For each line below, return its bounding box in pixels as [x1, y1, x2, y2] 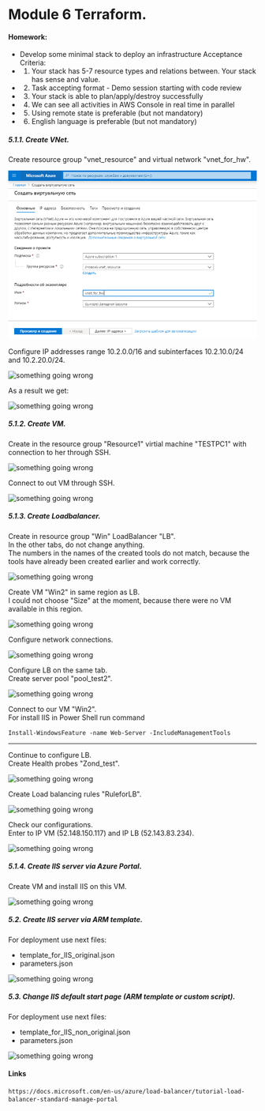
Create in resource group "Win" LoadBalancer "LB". [8, 531, 176, 540]
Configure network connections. [8, 635, 114, 644]
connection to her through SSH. [8, 447, 111, 457]
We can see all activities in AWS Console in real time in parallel [31, 100, 235, 110]
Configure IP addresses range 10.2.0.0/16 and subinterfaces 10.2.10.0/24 [8, 346, 244, 356]
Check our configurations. [8, 819, 93, 829]
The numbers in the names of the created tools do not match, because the [8, 548, 250, 558]
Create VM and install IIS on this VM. [8, 881, 128, 891]
